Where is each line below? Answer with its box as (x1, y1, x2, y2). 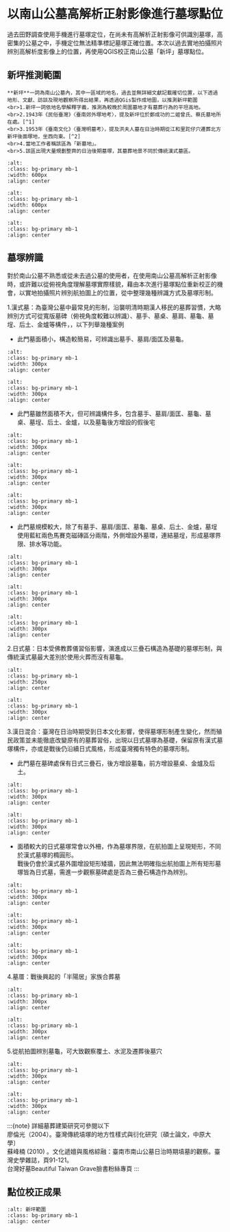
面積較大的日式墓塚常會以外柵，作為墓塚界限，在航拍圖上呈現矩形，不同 (16, 842, 221, 850)
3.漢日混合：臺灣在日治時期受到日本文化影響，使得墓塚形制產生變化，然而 (7, 727, 217, 736)
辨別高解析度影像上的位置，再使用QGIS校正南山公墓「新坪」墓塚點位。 (7, 47, 207, 56)
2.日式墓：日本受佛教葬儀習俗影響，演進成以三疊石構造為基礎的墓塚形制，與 (7, 644, 222, 652)
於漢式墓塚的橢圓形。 (16, 851, 77, 859)
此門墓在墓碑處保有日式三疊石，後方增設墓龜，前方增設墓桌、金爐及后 (16, 759, 216, 767)
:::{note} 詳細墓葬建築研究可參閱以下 (7, 1122, 110, 1130)
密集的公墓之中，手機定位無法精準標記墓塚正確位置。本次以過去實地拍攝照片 (7, 38, 223, 47)
